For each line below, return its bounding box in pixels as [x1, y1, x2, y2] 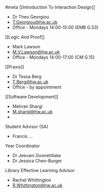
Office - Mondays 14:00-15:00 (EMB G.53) [12, 24, 99, 30]
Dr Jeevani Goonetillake [12, 153, 61, 158]
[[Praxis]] [5, 64, 24, 70]
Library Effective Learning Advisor [5, 168, 75, 173]
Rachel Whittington [12, 177, 51, 183]
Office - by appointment [12, 84, 62, 90]
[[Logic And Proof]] [5, 34, 45, 40]
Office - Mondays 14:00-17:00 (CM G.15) [12, 54, 95, 60]
